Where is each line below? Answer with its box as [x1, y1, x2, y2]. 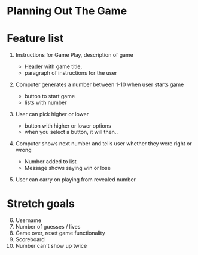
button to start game [24, 93, 75, 100]
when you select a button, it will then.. [24, 129, 118, 136]
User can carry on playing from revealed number [15, 176, 136, 183]
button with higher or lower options [24, 122, 111, 129]
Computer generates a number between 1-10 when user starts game [15, 81, 184, 88]
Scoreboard [15, 236, 45, 243]
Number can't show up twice [15, 242, 87, 250]
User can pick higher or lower [15, 111, 89, 118]
